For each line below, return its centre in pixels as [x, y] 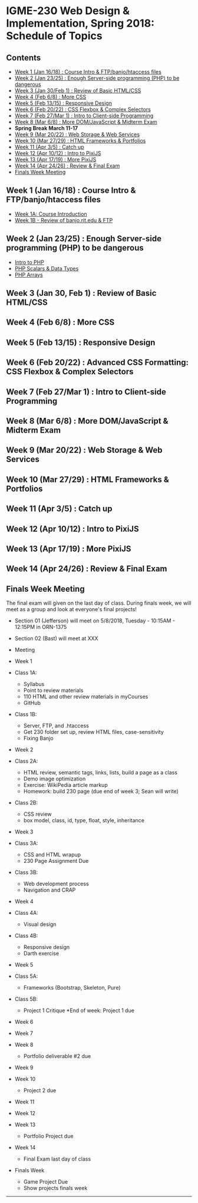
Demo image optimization [55, 779]
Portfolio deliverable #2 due [57, 1056]
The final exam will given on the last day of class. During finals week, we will [99, 603]
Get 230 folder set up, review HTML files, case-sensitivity [93, 732]
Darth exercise [41, 954]
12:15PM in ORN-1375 [41, 627]
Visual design [40, 924]
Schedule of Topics [54, 36]
